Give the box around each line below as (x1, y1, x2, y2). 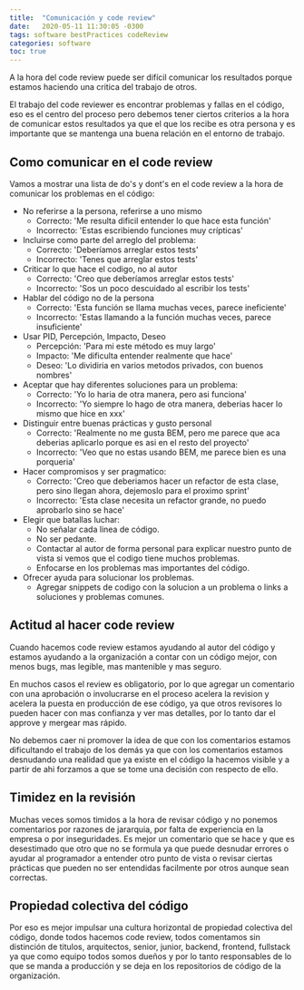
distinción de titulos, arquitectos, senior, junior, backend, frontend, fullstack (9, 941, 291, 953)
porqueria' (35, 456, 75, 467)
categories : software (9, 38, 92, 48)
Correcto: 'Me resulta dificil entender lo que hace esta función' (35, 215, 271, 226)
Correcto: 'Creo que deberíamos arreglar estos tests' (35, 273, 235, 284)
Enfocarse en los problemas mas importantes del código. (35, 562, 250, 573)
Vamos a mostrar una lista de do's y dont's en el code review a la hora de (9, 178, 284, 189)
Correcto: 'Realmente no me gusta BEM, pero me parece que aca (35, 427, 280, 438)
